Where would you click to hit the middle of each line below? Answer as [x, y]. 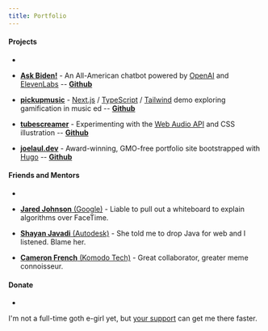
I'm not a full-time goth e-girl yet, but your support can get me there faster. [133, 318]
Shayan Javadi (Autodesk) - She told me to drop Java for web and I [133, 233]
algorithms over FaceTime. [64, 218]
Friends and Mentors [44, 176]
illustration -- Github [54, 132]
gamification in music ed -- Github [77, 108]
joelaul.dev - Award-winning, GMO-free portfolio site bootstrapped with [140, 148]
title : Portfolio [38, 16]
